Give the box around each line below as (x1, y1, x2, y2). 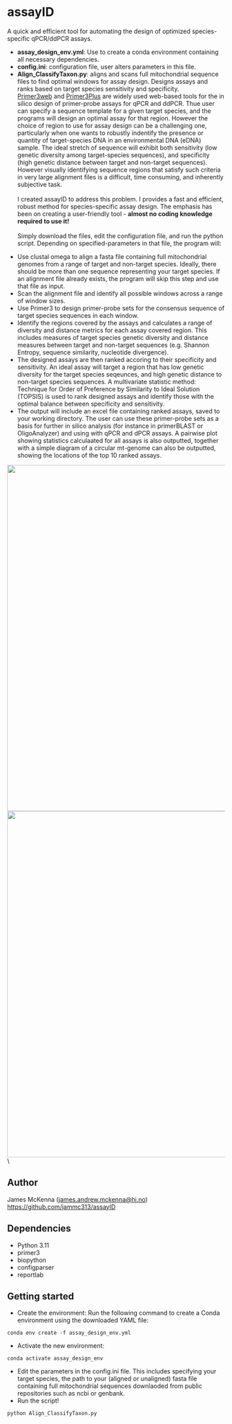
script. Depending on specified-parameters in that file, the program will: (17, 239, 222, 247)
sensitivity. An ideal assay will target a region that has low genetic (17, 363, 204, 371)
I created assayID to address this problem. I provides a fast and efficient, (17, 195, 224, 203)
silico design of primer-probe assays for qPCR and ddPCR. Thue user (17, 99, 215, 107)
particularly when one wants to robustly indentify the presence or (17, 129, 204, 137)
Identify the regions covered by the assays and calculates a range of (17, 318, 213, 327)
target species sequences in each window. (17, 311, 139, 319)
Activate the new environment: (17, 1342, 105, 1350)
